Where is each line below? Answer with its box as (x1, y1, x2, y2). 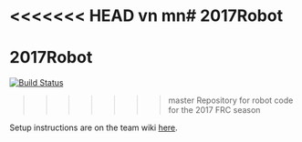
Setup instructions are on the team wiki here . (9, 122, 178, 133)
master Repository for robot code (168, 95, 294, 106)
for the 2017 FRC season (168, 105, 261, 116)
